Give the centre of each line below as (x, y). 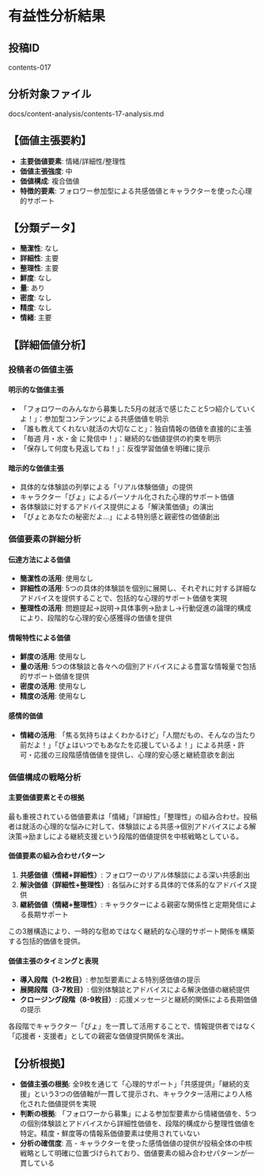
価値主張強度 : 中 (46, 171)
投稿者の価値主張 (41, 369)
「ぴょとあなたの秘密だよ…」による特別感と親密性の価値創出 (119, 517)
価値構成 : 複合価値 (49, 181)
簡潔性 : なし (39, 248)
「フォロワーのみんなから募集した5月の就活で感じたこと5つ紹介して (131, 409)
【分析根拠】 (40, 1063)
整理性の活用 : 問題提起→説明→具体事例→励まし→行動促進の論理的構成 (135, 608)
